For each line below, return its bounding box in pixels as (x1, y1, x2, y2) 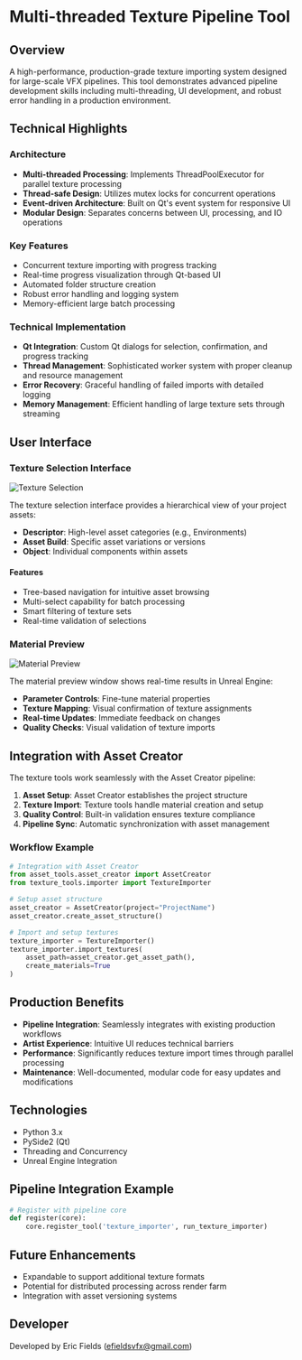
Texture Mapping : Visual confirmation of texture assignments (22, 703, 252, 714)
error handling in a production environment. (9, 95, 171, 106)
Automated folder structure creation (22, 278, 156, 290)
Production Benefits (9, 995, 124, 1011)
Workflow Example (9, 842, 95, 854)
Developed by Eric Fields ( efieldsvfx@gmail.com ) (9, 1340, 193, 1351)
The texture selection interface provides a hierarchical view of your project (9, 499, 287, 510)
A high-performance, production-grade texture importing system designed (9, 66, 287, 77)
